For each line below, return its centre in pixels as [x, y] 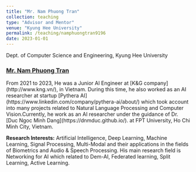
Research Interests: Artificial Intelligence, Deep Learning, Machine [87, 138]
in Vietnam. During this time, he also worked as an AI [123, 90]
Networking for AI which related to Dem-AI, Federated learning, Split [88, 157]
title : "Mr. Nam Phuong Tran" [43, 11]
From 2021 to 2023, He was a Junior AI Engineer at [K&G [74, 83]
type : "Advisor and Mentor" [40, 22]
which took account [165, 102]
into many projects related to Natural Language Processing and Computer [95, 108]
